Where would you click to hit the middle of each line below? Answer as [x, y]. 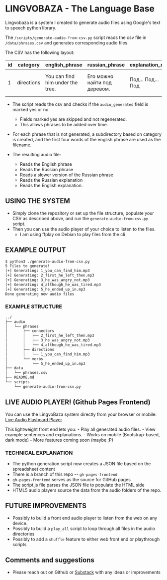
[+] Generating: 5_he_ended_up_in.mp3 [45, 289]
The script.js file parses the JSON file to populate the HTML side [79, 485]
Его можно [100, 76]
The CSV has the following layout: [40, 52]
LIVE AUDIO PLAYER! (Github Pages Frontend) [78, 402]
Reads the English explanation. [51, 185]
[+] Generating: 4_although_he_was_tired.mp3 [53, 285]
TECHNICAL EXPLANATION [39, 453]
